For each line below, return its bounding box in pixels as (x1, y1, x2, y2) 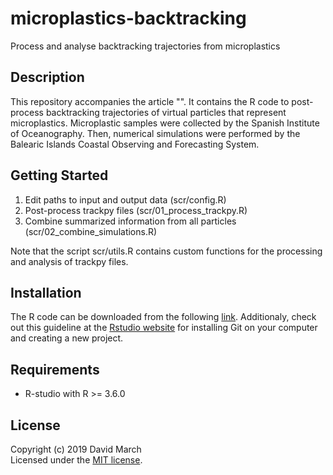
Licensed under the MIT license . (10, 454, 143, 466)
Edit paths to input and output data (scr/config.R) (24, 193, 227, 206)
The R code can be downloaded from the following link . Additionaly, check (10, 311, 317, 323)
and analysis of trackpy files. (10, 255, 129, 267)
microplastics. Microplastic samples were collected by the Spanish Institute (10, 117, 320, 129)
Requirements (10, 361, 100, 378)
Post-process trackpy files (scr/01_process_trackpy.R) (24, 204, 248, 216)
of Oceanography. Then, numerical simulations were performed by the (10, 127, 301, 139)
